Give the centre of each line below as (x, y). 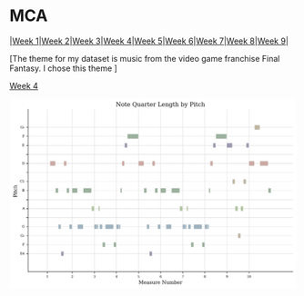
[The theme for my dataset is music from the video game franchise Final (145, 58)
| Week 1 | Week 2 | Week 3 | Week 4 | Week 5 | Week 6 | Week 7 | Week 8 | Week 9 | (149, 41)
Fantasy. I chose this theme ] (64, 68)
